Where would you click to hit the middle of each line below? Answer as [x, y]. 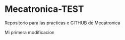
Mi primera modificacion [30, 32]
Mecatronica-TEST [44, 9]
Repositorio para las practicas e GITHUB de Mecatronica [62, 23]
